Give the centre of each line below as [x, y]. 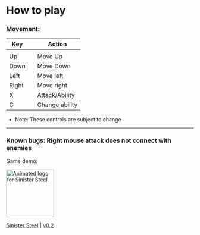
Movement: [23, 29]
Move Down [54, 66]
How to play [36, 10]
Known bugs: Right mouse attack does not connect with [89, 140]
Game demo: [22, 161]
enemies [19, 148]
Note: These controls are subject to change [68, 120]
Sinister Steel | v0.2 [30, 225]
